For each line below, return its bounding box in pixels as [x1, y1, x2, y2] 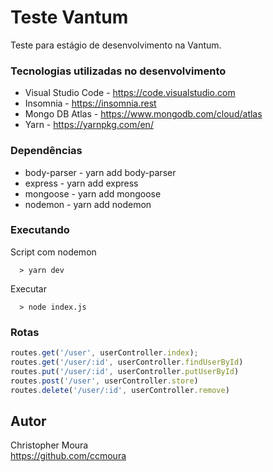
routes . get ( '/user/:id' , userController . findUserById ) [10, 357, 244, 367]
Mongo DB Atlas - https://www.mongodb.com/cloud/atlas [24, 108, 263, 120]
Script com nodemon [10, 246, 97, 258]
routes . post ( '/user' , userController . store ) [10, 376, 199, 386]
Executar [10, 282, 47, 295]
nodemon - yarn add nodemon [24, 198, 152, 210]
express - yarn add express [24, 177, 139, 189]
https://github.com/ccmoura [10, 450, 127, 462]
